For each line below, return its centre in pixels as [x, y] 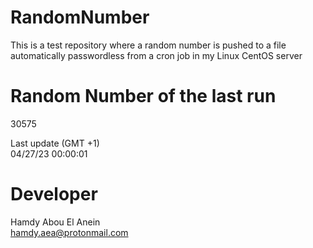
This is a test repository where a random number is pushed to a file [148, 45]
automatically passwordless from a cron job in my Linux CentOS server [156, 55]
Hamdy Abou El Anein [55, 222]
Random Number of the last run [143, 96]
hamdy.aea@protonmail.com [69, 232]
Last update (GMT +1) [55, 143]
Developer [54, 194]
